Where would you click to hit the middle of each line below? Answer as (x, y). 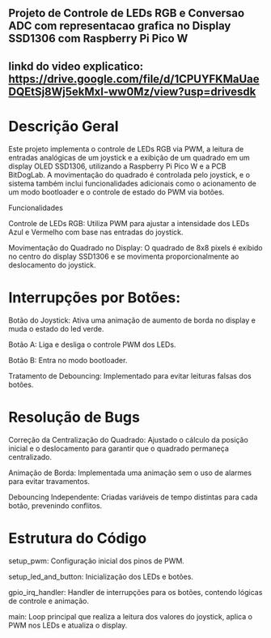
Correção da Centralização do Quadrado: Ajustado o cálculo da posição (128, 439)
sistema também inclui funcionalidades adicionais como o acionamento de (132, 183)
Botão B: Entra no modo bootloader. (68, 360)
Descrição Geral (64, 126)
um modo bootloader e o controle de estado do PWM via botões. (116, 192)
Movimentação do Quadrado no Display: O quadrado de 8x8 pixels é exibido (135, 247)
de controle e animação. (49, 601)
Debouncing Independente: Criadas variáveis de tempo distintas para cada (133, 497)
